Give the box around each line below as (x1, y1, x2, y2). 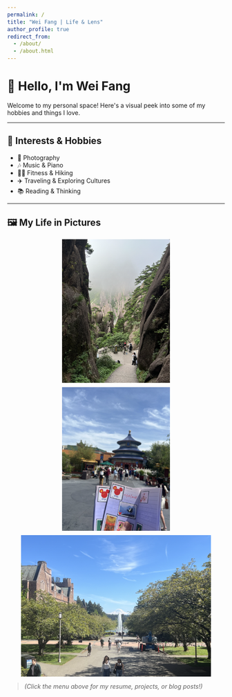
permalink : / (7, 11, 45, 18)
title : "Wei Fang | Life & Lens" (7, 18, 104, 26)
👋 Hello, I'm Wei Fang (7, 78, 131, 94)
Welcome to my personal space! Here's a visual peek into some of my (7, 101, 206, 109)
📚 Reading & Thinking (17, 187, 81, 195)
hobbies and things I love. (7, 108, 81, 117)
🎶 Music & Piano (17, 161, 64, 169)
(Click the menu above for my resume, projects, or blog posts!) (23, 682, 203, 691)
